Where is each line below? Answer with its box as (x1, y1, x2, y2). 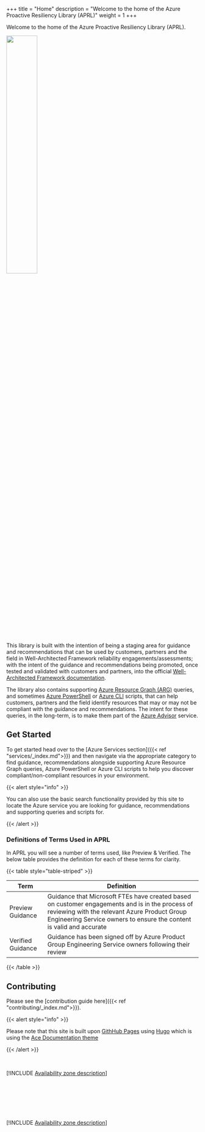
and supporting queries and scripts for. (6, 808, 105, 815)
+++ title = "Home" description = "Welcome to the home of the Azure (6, 5, 181, 12)
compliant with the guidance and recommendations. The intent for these (6, 706, 188, 712)
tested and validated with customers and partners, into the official (6, 668, 172, 675)
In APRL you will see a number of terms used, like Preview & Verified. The (6, 849, 191, 856)
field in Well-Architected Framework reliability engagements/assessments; (6, 655, 193, 662)
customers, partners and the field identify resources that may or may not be (6, 699, 197, 706)
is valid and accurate (47, 923, 107, 931)
